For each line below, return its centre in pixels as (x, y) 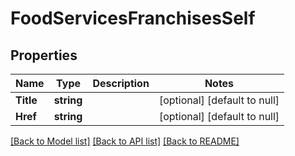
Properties (44, 55)
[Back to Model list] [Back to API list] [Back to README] (125, 141)
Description (121, 83)
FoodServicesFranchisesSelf (133, 18)
